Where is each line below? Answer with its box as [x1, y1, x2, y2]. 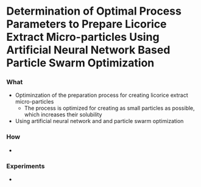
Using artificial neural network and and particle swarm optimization [15, 118, 184, 125]
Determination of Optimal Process [6, 4, 182, 18]
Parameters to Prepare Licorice [6, 17, 167, 31]
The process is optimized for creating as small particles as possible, [24, 105, 195, 112]
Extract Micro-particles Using [6, 30, 160, 44]
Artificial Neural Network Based [6, 43, 171, 57]
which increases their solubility [24, 111, 102, 118]
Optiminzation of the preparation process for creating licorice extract [15, 91, 188, 99]
